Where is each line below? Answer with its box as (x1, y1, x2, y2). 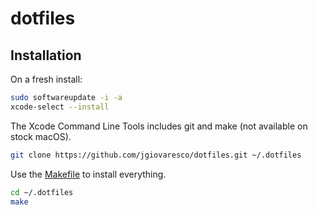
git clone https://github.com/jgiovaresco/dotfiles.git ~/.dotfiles (10, 150, 302, 160)
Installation (10, 47, 82, 64)
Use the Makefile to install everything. (10, 168, 167, 180)
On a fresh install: (10, 73, 83, 85)
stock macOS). (10, 130, 72, 142)
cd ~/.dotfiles (10, 187, 74, 197)
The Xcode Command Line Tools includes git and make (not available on (10, 120, 308, 132)
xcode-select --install (10, 102, 110, 112)
